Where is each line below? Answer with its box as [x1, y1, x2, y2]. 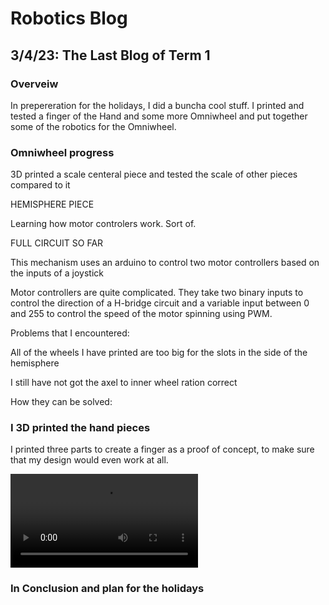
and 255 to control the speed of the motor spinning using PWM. [10, 308, 273, 320]
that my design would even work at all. [10, 454, 169, 466]
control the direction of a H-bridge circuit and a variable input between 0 [10, 297, 310, 309]
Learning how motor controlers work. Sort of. [10, 218, 197, 230]
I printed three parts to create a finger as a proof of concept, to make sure [10, 443, 315, 456]
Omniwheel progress [10, 145, 115, 159]
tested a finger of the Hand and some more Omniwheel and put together [10, 110, 308, 122]
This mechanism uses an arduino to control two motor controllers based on [10, 257, 320, 269]
